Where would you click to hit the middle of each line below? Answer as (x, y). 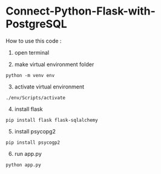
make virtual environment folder (54, 64)
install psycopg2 (35, 131)
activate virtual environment (49, 87)
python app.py (24, 165)
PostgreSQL (36, 24)
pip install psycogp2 (33, 142)
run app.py (28, 153)
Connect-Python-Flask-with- (80, 11)
